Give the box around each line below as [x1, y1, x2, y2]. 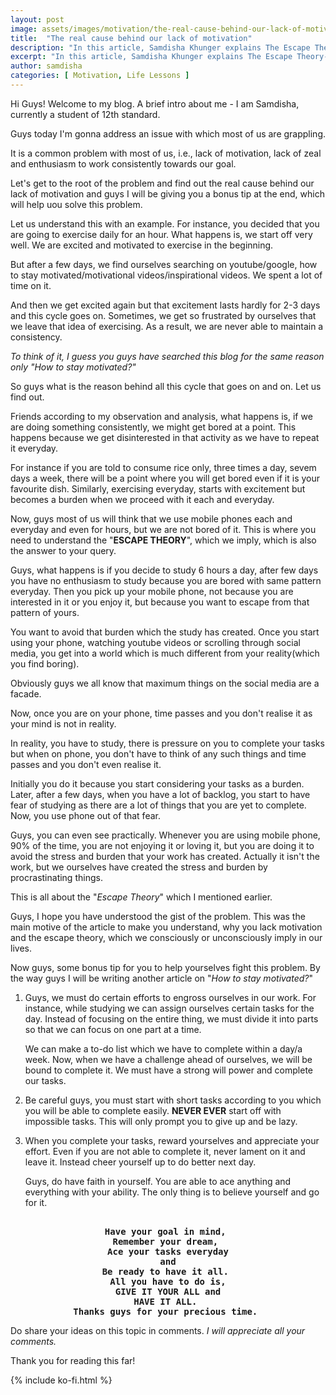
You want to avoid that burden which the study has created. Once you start [10, 626, 320, 638]
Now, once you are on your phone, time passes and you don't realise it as [10, 707, 313, 719]
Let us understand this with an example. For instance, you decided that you [10, 217, 320, 230]
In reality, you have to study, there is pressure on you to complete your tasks [10, 737, 325, 749]
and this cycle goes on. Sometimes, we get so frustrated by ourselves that [10, 309, 317, 321]
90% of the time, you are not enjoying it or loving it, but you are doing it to [10, 839, 315, 851]
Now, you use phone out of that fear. [10, 809, 161, 821]
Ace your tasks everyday [107, 1246, 229, 1257]
